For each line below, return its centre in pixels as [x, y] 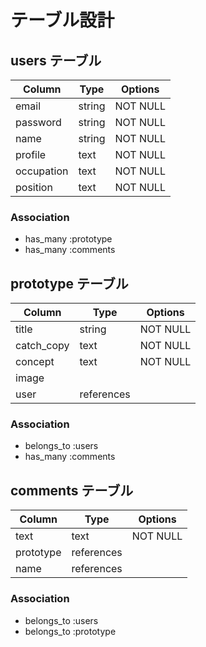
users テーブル [56, 60]
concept [35, 362]
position [34, 187]
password [38, 122]
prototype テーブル [69, 283]
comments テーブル [72, 490]
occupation [42, 171]
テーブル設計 [62, 20]
